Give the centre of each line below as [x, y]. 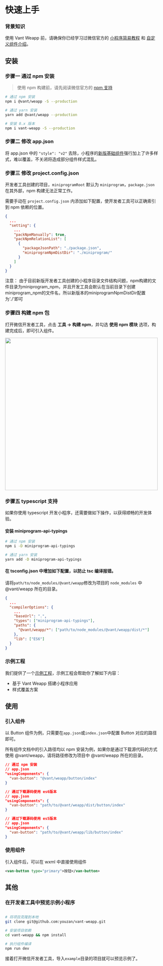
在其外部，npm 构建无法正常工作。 [40, 191]
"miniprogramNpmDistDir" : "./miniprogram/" [67, 253]
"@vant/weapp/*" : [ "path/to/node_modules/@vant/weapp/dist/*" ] [84, 630]
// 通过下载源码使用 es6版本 [31, 792]
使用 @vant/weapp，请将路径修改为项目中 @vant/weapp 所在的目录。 [75, 755]
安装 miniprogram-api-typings [36, 531]
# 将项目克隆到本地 [22, 917]
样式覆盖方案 [25, 689]
